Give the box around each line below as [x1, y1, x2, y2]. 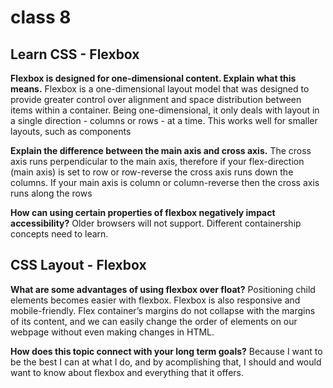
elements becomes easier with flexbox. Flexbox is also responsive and [10, 294, 301, 306]
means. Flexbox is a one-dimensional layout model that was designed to [10, 83, 310, 95]
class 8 [10, 6, 72, 29]
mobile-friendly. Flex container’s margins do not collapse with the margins [10, 304, 316, 316]
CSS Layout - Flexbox [10, 257, 147, 274]
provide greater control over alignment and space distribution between [10, 94, 302, 105]
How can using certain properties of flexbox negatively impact [10, 207, 276, 218]
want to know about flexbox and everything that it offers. [10, 366, 244, 378]
